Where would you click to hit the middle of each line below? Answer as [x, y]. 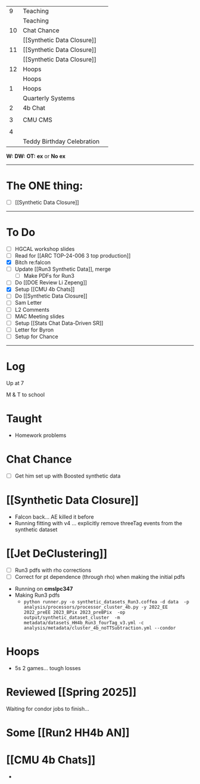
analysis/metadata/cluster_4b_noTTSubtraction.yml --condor [100, 628]
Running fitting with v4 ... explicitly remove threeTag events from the [99, 523]
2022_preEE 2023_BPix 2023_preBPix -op [74, 612]
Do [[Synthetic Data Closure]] [51, 296]
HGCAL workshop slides [45, 249]
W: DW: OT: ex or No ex [36, 156]
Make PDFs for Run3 [49, 276]
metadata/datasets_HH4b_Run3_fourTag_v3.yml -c [84, 622]
